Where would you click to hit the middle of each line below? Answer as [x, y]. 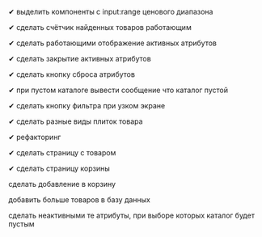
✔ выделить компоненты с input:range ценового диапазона [111, 12]
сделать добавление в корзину [62, 184]
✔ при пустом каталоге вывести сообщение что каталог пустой [118, 90]
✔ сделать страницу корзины [59, 168]
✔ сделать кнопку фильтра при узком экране [87, 106]
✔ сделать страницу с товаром [62, 152]
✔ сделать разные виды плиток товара [76, 121]
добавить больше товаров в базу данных [80, 200]
